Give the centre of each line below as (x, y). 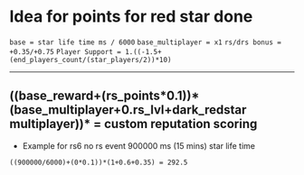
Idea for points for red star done (131, 17)
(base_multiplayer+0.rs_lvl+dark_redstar (128, 110)
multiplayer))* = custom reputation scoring (133, 124)
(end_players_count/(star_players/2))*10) (90, 60)
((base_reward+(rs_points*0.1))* (104, 96)
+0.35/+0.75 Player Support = (66, 51)
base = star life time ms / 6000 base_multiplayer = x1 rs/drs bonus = (146, 42)
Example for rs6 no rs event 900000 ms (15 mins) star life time (139, 145)
